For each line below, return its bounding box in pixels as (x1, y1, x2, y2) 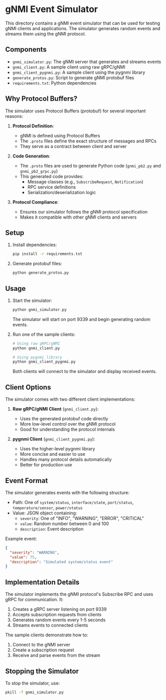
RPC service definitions (27, 184, 76, 190)
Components (5, 45, 47, 54)
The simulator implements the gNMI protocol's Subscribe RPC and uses (5, 591, 153, 597)
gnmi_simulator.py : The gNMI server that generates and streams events (12, 59, 161, 65)
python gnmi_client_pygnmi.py (12, 360, 76, 365)
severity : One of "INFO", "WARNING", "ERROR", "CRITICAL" (20, 515, 144, 521)
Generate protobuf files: (12, 261, 62, 267)
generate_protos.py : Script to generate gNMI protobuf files (12, 74, 134, 81)
